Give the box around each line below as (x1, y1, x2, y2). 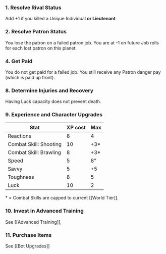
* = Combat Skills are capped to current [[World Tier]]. (5, 195, 119, 201)
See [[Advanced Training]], (5, 219, 62, 225)
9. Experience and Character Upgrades (5, 111, 102, 118)
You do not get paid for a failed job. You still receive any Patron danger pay (5, 69, 161, 75)
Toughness (8, 174, 34, 181)
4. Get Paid (5, 58, 33, 65)
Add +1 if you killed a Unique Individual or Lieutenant (5, 16, 116, 22)
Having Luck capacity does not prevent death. (5, 98, 101, 105)
